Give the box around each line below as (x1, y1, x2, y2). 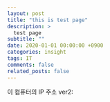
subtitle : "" (7, 36, 45, 43)
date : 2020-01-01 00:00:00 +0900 (7, 42, 104, 49)
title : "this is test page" (7, 17, 89, 23)
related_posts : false (7, 68, 70, 74)
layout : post (7, 10, 45, 17)
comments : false (7, 61, 54, 68)
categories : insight (7, 49, 67, 56)
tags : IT (7, 55, 33, 62)
